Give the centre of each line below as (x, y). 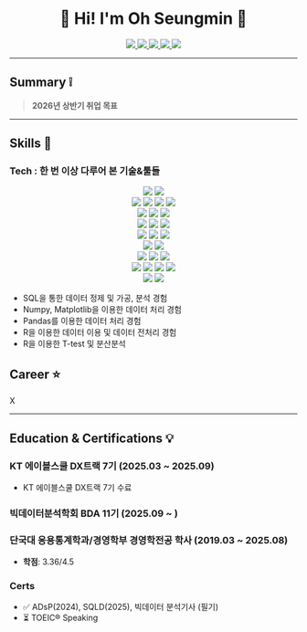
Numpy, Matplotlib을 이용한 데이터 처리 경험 (102, 310)
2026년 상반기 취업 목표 (74, 105)
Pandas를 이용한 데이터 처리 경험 (82, 321)
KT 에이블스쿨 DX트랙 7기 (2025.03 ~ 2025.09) (112, 466)
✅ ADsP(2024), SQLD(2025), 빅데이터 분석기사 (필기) (121, 607)
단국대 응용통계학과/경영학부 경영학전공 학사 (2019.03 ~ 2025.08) (149, 540)
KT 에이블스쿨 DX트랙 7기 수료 (77, 487)
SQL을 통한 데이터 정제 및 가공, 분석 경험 (95, 298)
